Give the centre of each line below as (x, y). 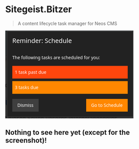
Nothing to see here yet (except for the (68, 132)
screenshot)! (26, 141)
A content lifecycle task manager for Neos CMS (67, 23)
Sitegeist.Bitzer (39, 9)
